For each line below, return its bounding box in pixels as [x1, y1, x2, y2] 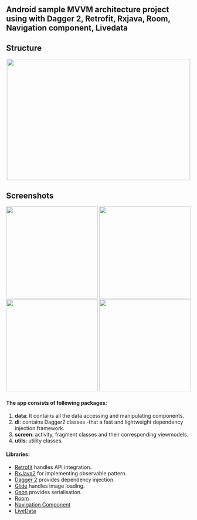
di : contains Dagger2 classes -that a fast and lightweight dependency [14, 418, 184, 425]
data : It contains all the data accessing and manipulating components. [14, 412, 185, 420]
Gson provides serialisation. [14, 489, 82, 496]
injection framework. [14, 425, 64, 432]
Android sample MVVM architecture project [6, 5, 169, 15]
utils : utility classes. [14, 437, 63, 444]
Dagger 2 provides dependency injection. [14, 476, 115, 484]
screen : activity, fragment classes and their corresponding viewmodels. [14, 431, 189, 438]
